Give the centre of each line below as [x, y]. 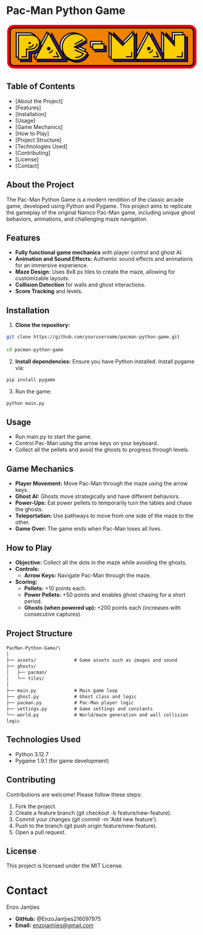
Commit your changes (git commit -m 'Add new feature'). [86, 819]
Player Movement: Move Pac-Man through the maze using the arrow [101, 483]
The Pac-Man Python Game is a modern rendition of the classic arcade [95, 199]
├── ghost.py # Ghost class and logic [72, 697]
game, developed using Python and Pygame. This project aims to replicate [99, 206]
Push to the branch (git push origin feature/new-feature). [86, 826]
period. [33, 601]
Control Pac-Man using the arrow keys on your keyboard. [87, 443]
